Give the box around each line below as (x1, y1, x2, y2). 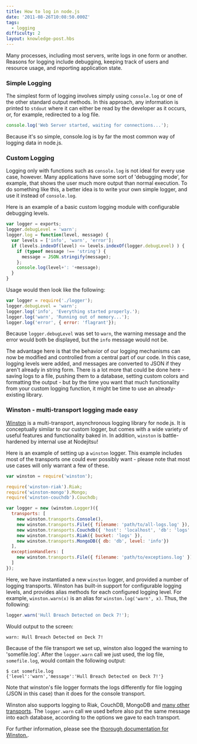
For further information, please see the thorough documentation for (6, 725, 169, 732)
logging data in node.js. (6, 139, 63, 147)
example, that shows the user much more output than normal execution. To (6, 180, 188, 187)
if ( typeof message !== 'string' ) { (16, 248, 107, 254)
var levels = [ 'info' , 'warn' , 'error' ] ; (11, 238, 114, 244)
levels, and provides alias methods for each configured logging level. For (6, 588, 182, 596)
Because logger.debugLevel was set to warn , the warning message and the (6, 330, 186, 337)
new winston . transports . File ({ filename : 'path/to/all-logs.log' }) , (16, 522, 191, 527)
